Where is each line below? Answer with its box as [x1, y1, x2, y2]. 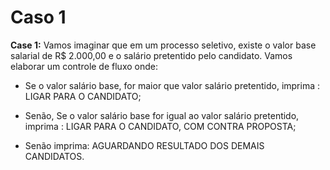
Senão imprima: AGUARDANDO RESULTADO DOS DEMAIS [24, 139, 265, 151]
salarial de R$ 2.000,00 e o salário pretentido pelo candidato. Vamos [10, 49, 293, 61]
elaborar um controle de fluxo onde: [10, 60, 158, 72]
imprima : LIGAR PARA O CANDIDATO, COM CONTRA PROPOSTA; [24, 120, 297, 132]
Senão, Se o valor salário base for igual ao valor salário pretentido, [24, 109, 300, 121]
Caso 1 [10, 6, 67, 29]
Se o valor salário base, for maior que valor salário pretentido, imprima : [24, 79, 320, 91]
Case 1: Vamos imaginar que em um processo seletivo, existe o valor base [10, 39, 317, 51]
